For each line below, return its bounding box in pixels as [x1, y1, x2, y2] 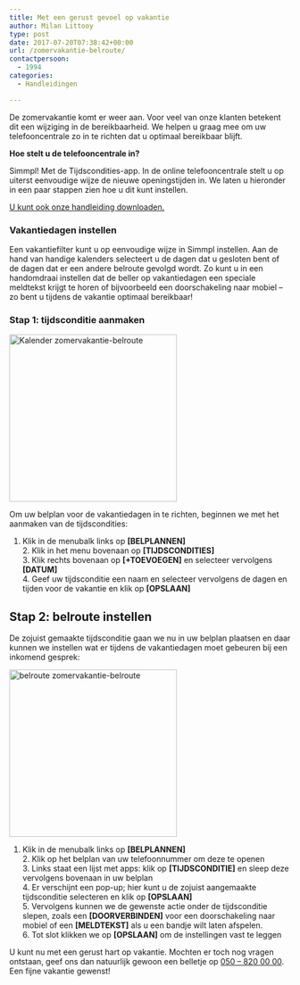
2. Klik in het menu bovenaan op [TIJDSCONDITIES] [21, 545, 215, 556]
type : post [9, 29, 50, 38]
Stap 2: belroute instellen [9, 608, 153, 625]
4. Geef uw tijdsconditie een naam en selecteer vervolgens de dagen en [21, 574, 287, 584]
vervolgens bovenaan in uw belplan [21, 873, 154, 883]
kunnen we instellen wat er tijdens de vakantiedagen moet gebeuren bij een [9, 642, 287, 653]
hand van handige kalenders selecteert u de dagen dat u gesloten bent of [9, 253, 279, 264]
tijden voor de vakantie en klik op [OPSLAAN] [21, 584, 191, 594]
